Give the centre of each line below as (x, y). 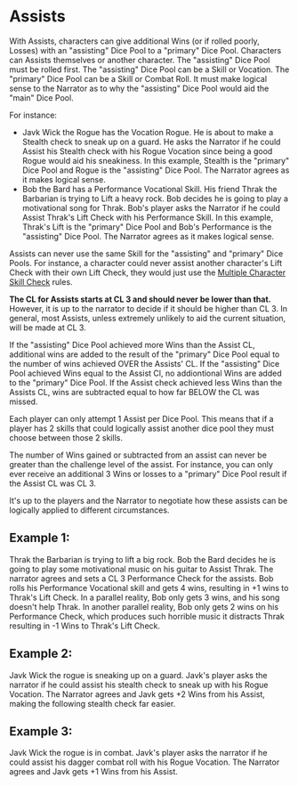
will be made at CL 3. (48, 328)
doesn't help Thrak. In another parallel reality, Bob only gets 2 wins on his (144, 606)
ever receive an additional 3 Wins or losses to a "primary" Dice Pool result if (148, 474)
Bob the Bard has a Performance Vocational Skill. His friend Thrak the (149, 189)
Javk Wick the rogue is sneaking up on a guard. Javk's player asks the (138, 675)
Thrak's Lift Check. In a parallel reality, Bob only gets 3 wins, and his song (145, 597)
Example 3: (41, 731)
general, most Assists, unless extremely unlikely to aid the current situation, (148, 318)
